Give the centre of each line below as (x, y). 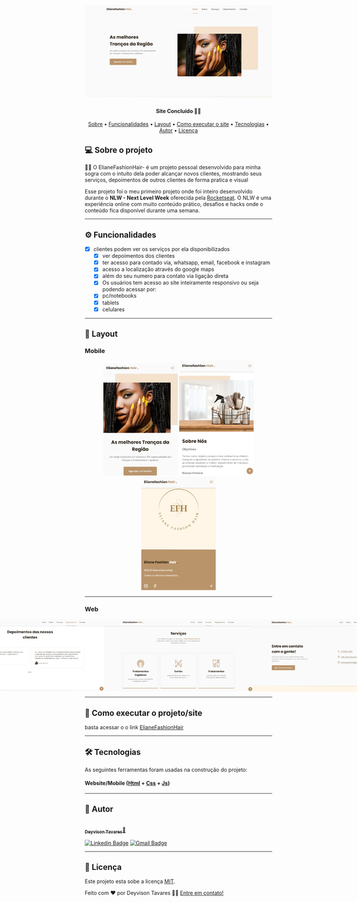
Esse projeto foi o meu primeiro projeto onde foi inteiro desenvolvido (169, 192)
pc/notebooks (119, 296)
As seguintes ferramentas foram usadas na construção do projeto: (166, 769)
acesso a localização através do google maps (158, 269)
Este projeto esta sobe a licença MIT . (130, 881)
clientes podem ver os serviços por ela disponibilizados (162, 249)
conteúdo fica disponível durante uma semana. (143, 211)
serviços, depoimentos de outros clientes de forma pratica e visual (167, 180)
